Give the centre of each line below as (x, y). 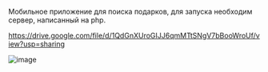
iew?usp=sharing (37, 44)
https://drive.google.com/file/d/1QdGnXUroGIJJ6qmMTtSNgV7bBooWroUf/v (134, 36)
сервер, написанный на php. (57, 20)
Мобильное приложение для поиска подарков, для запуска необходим (130, 12)
